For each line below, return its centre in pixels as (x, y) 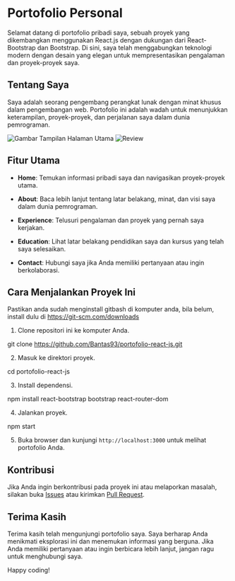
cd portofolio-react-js (39, 372)
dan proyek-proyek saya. (43, 62)
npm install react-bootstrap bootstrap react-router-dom (88, 399)
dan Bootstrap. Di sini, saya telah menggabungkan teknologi (125, 47)
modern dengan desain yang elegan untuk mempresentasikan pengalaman (116, 55)
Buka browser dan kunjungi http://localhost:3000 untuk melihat (112, 440)
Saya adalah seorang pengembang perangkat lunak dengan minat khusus (114, 102)
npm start (22, 427)
